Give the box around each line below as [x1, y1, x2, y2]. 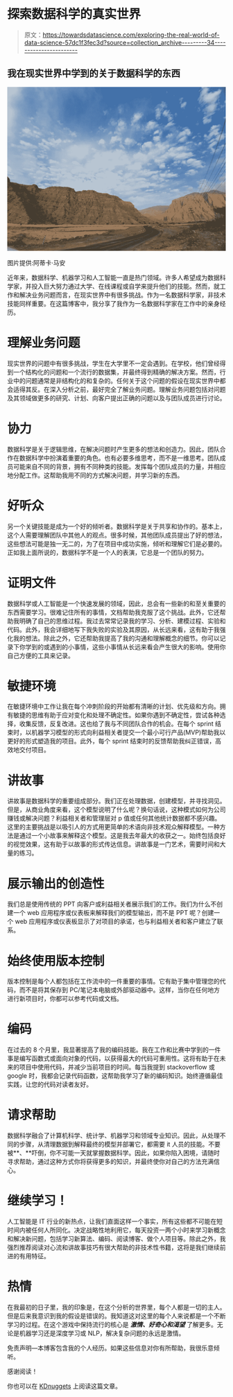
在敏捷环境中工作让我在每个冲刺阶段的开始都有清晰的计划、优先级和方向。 [7, 702, 220, 711]
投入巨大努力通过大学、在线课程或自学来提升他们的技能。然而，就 [31, 282, 220, 290]
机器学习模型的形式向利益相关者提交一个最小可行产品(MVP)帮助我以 [31, 728, 226, 737]
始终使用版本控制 [7, 953, 105, 968]
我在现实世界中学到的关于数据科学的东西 [7, 67, 180, 80]
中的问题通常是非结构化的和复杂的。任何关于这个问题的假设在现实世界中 [12, 376, 220, 385]
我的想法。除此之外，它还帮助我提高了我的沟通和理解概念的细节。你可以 [12, 634, 220, 642]
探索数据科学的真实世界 [7, 6, 141, 22]
